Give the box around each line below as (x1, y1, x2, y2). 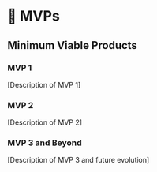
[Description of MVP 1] (7, 80, 81, 89)
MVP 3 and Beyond (7, 137, 82, 148)
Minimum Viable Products (7, 39, 137, 52)
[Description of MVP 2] (7, 118, 83, 127)
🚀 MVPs (7, 7, 60, 25)
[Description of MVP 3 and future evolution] (7, 155, 150, 165)
